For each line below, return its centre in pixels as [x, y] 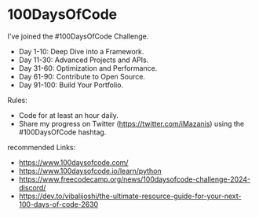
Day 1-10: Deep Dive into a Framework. [81, 51]
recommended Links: [42, 147]
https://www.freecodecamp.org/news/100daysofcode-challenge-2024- [135, 179]
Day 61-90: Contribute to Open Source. [82, 76]
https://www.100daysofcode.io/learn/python [90, 171]
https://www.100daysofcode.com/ [73, 162]
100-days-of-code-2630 [58, 204]
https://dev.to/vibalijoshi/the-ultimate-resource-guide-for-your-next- [130, 196]
